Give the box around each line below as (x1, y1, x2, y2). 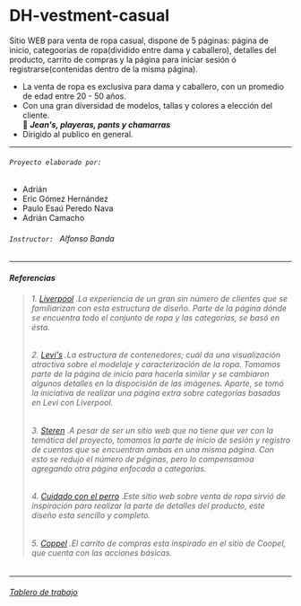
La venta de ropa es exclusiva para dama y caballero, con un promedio (21, 81, 285, 92)
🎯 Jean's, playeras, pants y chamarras (21, 119, 171, 130)
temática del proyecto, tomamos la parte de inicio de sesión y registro (30, 435, 291, 445)
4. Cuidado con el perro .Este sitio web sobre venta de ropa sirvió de (30, 491, 287, 502)
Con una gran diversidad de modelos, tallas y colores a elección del (21, 100, 273, 110)
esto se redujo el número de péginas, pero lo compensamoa (30, 453, 254, 464)
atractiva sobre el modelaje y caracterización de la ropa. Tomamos (30, 359, 281, 370)
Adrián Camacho (21, 213, 85, 224)
